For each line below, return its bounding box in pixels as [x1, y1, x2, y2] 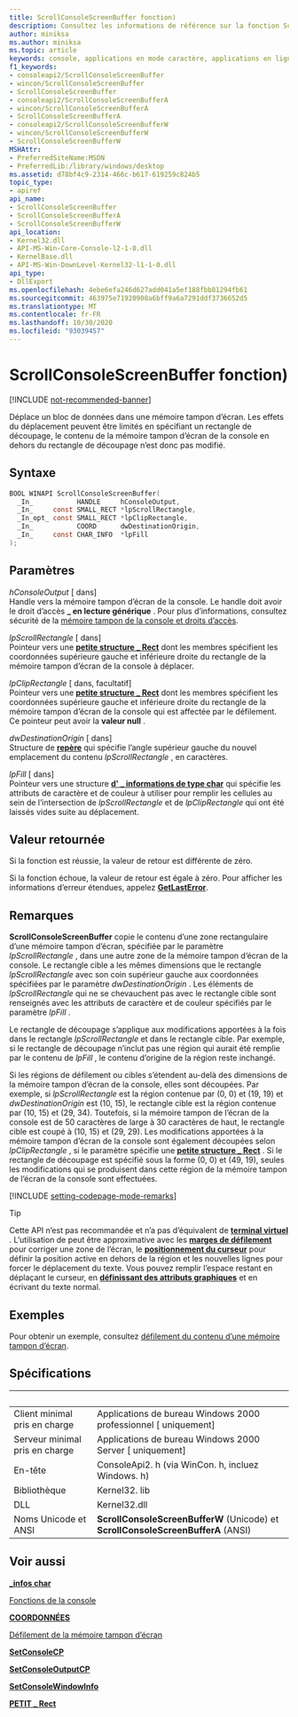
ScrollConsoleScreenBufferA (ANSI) [97, 1523, 252, 1536]
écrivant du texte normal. [9, 1282, 101, 1293]
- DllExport [9, 277, 53, 286]
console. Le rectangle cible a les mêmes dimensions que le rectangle [9, 960, 262, 970]
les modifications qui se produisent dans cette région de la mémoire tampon [9, 1164, 287, 1175]
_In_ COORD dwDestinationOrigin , [17, 522, 200, 531]
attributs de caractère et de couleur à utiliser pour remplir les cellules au [9, 787, 273, 798]
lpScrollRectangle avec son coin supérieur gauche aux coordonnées [9, 969, 259, 980]
